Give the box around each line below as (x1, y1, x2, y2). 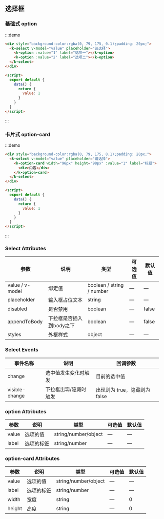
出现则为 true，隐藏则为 (96, 386, 150, 393)
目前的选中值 (96, 373, 125, 379)
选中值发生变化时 (45, 369, 85, 376)
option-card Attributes (5, 455, 60, 462)
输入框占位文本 (48, 297, 83, 303)
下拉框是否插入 (48, 315, 83, 322)
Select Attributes (5, 245, 46, 252)
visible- (7, 386, 26, 393)
